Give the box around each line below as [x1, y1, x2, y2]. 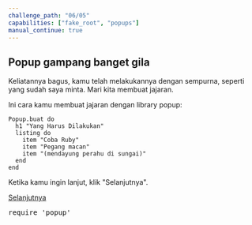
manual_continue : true [8, 26, 83, 34]
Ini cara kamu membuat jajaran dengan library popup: [8, 100, 183, 110]
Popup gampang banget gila [8, 55, 150, 69]
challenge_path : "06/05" [8, 11, 90, 20]
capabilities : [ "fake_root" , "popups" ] [8, 19, 140, 27]
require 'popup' [8, 208, 71, 217]
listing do [15, 129, 51, 137]
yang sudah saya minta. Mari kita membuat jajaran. [8, 84, 174, 95]
